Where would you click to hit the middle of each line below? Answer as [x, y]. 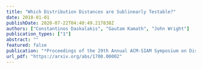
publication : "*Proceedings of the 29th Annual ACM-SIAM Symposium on [96, 51]
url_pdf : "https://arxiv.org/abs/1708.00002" [64, 56]
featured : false [26, 46]
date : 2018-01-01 [28, 17]
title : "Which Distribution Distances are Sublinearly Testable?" [91, 12]
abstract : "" [23, 40]
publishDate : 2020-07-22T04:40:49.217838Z [60, 23]
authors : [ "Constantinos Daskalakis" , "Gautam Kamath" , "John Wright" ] [98, 28]
